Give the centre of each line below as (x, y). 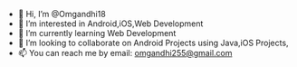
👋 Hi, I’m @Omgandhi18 (62, 14)
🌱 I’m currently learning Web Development (97, 33)
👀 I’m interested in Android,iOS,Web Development (110, 24)
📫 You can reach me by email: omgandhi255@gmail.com (125, 53)
